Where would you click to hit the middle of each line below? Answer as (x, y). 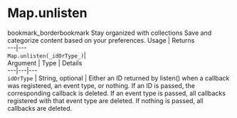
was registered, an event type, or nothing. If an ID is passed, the (101, 85)
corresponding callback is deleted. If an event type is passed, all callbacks (117, 93)
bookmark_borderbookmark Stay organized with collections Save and (110, 33)
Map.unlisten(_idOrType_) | (47, 55)
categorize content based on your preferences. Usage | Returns (101, 40)
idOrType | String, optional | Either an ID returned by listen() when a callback (118, 78)
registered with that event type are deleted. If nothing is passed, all (106, 100)
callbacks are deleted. (40, 108)
